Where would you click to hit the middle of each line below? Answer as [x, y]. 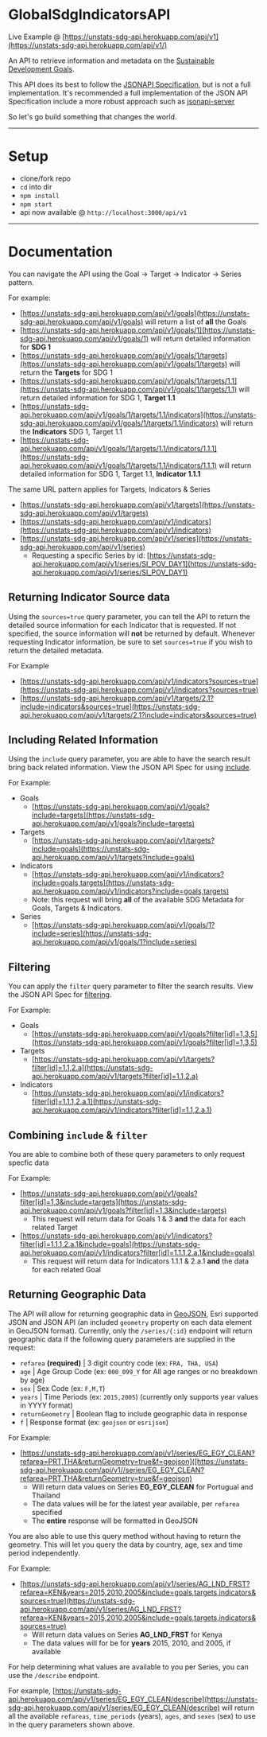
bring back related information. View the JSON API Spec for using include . [130, 767]
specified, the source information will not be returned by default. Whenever [132, 633]
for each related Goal [66, 1270]
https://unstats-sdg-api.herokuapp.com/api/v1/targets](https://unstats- [139, 504]
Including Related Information [83, 740]
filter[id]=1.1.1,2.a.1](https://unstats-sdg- [97, 1102]
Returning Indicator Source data [89, 597]
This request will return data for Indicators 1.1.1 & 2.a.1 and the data [140, 1261]
